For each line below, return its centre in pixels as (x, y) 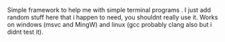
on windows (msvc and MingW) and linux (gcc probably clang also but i (110, 24)
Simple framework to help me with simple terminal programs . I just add (109, 10)
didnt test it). (25, 32)
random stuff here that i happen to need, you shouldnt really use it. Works (113, 17)
